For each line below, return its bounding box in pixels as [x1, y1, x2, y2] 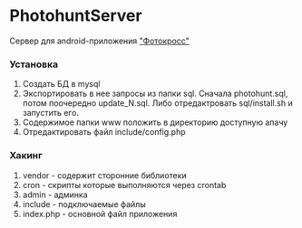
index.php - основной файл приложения [22, 208, 178, 219]
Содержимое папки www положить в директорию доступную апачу [22, 117, 288, 128]
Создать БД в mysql [22, 79, 101, 90]
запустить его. [22, 108, 80, 119]
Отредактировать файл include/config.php [22, 127, 186, 138]
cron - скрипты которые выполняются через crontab [22, 179, 227, 190]
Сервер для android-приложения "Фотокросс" [9, 35, 190, 46]
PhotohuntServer [9, 5, 142, 26]
